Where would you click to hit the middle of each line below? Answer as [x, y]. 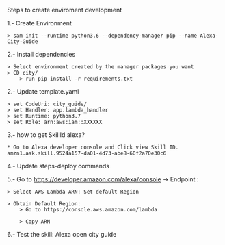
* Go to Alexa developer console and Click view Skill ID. [93, 147]
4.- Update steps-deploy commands [58, 166]
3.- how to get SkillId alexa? [46, 135]
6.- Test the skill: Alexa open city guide [62, 234]
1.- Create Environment [39, 23]
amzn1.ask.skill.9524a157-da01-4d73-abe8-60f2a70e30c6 [87, 153]
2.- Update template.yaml [43, 91]
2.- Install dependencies [41, 54]
